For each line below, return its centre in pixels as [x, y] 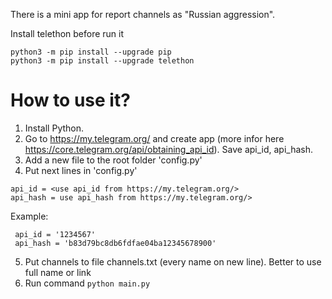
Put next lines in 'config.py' [81, 170]
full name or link [58, 272]
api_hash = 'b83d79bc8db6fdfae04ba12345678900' [115, 243]
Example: [29, 216]
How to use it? [70, 100]
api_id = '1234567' [55, 234]
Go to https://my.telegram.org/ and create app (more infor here [154, 138]
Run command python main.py [87, 283]
